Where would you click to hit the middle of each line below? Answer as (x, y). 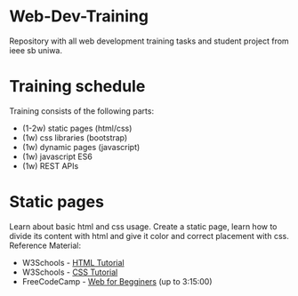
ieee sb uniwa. (36, 50)
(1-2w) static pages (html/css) (77, 128)
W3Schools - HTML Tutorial (73, 262)
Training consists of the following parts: (81, 111)
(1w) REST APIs (50, 165)
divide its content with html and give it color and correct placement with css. (149, 236)
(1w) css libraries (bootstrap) (75, 137)
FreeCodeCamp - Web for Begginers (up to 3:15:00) (117, 281)
